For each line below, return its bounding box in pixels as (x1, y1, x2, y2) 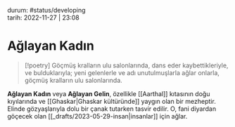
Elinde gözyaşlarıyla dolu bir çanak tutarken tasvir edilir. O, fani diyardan (7, 105, 217, 113)
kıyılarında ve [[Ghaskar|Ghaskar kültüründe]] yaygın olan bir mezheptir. (7, 97, 216, 105)
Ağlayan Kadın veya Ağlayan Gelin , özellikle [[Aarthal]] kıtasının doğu (7, 89, 210, 98)
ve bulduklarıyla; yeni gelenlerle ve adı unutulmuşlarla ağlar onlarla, (24, 68, 220, 76)
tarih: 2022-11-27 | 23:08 (7, 13, 80, 22)
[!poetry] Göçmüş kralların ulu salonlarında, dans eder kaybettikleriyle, (24, 61, 229, 69)
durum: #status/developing (7, 6, 86, 14)
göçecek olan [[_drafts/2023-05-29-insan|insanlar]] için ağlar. (7, 112, 188, 120)
